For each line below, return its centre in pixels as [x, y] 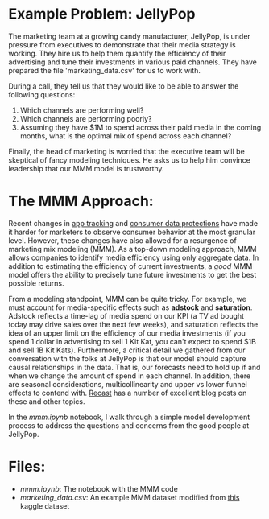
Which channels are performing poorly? [86, 118]
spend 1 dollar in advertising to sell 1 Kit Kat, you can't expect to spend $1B [132, 341]
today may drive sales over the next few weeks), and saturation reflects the [133, 324]
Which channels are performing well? [82, 110]
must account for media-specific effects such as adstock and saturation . [130, 307]
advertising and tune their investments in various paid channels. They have [133, 62]
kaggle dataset [45, 506]
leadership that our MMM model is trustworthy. [86, 168]
